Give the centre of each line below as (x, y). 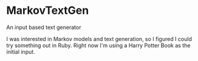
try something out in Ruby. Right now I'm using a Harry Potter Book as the (98, 45)
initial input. (21, 51)
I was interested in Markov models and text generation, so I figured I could (99, 39)
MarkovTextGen (48, 11)
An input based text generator (44, 27)
